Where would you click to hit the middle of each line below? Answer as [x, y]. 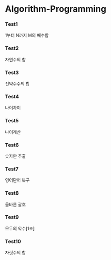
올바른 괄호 [16, 204]
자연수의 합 [16, 59]
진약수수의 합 [17, 84]
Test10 [13, 241]
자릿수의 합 [16, 253]
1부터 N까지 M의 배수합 [27, 36]
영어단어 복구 [17, 180]
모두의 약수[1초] [20, 228]
